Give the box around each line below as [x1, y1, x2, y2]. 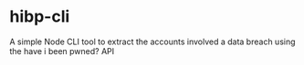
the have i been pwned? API [9, 45, 115, 56]
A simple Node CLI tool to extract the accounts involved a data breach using [9, 36, 296, 47]
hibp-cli [9, 6, 70, 27]
